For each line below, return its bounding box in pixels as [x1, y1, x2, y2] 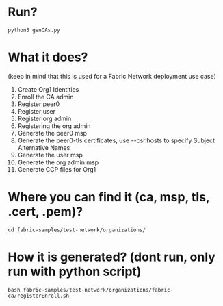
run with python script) [8, 264, 142, 279]
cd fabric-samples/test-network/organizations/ [8, 227, 146, 233]
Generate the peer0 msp [17, 129, 88, 137]
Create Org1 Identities [17, 85, 79, 93]
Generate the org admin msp [17, 158, 99, 166]
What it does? [8, 49, 88, 65]
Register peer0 [17, 100, 60, 108]
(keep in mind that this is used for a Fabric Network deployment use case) [8, 72, 216, 80]
